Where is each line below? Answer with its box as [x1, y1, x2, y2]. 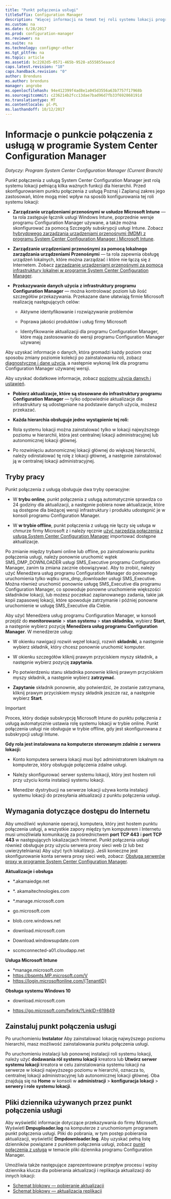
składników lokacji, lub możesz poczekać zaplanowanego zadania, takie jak [5, 591, 164, 597]
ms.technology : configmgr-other [5, 45, 74, 50]
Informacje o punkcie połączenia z [5, 129, 153, 141]
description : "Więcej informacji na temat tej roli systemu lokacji [5, 17, 154, 22]
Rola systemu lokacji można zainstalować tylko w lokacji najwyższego [12, 426, 160, 432]
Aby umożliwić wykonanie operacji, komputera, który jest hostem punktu [5, 821, 158, 827]
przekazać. [12, 406, 37, 413]
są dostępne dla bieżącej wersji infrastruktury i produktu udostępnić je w [12, 507, 165, 513]
